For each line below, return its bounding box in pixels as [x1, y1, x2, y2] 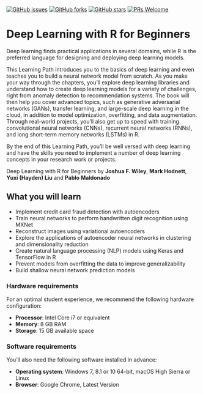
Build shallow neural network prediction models [15, 266, 135, 273]
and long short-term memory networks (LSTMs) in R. [6, 130, 140, 138]
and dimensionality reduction [15, 240, 89, 248]
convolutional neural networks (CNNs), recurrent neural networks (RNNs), [6, 124, 193, 132]
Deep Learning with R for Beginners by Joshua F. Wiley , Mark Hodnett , [6, 167, 187, 174]
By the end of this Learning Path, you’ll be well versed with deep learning [6, 143, 191, 150]
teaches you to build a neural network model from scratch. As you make [6, 72, 188, 80]
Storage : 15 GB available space [15, 327, 94, 335]
